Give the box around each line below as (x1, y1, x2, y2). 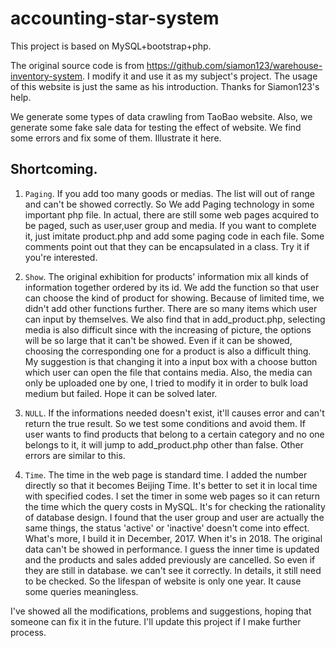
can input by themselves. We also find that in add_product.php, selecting (24, 313, 326, 325)
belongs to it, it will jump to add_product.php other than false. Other (24, 438, 304, 451)
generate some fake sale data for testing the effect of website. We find (10, 121, 302, 133)
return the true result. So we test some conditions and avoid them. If (24, 417, 307, 429)
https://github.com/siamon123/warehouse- (146, 59, 323, 71)
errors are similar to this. (24, 449, 126, 461)
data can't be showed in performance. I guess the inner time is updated (24, 543, 320, 555)
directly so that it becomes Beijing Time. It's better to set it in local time (24, 479, 318, 491)
